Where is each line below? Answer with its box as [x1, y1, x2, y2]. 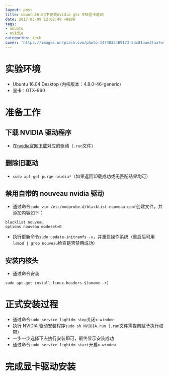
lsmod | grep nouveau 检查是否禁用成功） [12, 240, 98, 246]
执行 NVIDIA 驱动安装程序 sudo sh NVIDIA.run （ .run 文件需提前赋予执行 [12, 323, 159, 329]
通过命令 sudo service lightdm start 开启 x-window [12, 342, 116, 348]
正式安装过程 [5, 299, 59, 310]
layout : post [5, 7, 33, 13]
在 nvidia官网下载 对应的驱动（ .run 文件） [12, 142, 96, 148]
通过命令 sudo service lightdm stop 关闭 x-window [12, 317, 114, 323]
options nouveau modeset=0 [5, 224, 62, 230]
